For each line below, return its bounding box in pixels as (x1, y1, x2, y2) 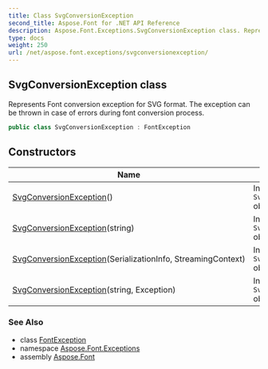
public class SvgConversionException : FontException (8, 123, 191, 132)
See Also (8, 316, 44, 328)
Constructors (8, 145, 77, 159)
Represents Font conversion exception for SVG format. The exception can (8, 99, 251, 108)
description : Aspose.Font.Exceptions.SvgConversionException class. (8, 26, 241, 34)
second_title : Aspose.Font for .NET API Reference (8, 19, 180, 27)
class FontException (19, 335, 86, 344)
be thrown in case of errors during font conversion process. (8, 108, 205, 117)
